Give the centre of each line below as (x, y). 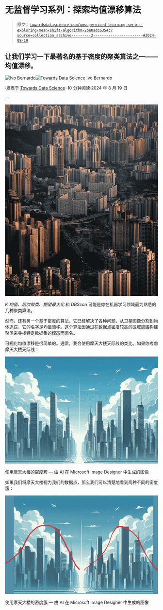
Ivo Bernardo (99, 78)
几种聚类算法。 (20, 310)
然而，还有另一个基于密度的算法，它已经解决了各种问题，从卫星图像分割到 (79, 321)
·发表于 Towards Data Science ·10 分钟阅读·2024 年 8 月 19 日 (66, 88)
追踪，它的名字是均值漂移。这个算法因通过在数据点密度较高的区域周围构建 (83, 327)
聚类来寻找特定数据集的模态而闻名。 (41, 333)
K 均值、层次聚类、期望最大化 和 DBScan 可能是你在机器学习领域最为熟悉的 (81, 304)
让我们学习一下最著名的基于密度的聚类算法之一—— (81, 57)
